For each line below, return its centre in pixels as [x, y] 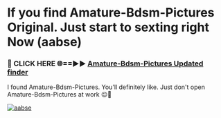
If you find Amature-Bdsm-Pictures [111, 13]
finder [18, 72]
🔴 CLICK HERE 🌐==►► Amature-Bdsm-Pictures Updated [105, 63]
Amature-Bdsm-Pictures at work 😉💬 [60, 95]
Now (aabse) [44, 42]
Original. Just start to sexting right [108, 27]
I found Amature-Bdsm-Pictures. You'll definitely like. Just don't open [106, 87]
